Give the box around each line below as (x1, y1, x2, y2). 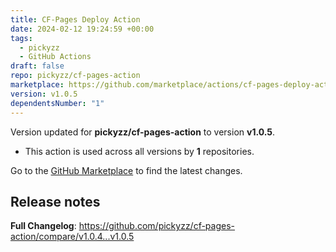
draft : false (10, 61, 65, 71)
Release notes (10, 193, 101, 210)
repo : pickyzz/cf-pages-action (10, 71, 141, 81)
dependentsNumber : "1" (10, 98, 105, 108)
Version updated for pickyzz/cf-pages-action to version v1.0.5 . (10, 126, 276, 138)
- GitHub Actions (19, 52, 92, 62)
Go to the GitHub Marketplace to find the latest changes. (10, 164, 243, 176)
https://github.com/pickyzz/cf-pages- (78, 220, 236, 232)
